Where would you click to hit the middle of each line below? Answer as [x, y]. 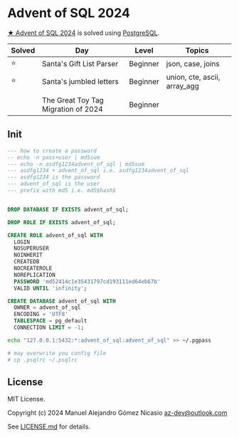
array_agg [182, 85]
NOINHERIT [28, 255]
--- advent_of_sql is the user [54, 184]
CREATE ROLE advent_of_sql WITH [55, 235]
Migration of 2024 [72, 109]
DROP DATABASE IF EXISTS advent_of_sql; [68, 209]
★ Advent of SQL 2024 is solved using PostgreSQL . [84, 33]
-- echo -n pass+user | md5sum [54, 157]
